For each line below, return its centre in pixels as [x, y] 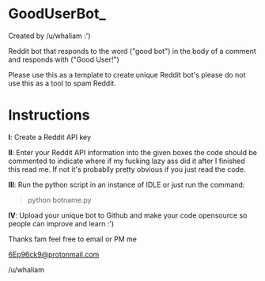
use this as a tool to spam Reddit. [62, 83]
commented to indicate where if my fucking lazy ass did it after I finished [127, 161]
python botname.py [59, 199]
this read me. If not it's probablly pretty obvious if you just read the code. [127, 169]
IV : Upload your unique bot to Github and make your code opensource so [128, 215]
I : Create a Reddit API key [50, 137]
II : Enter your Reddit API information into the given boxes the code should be [132, 152]
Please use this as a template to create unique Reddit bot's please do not [127, 74]
